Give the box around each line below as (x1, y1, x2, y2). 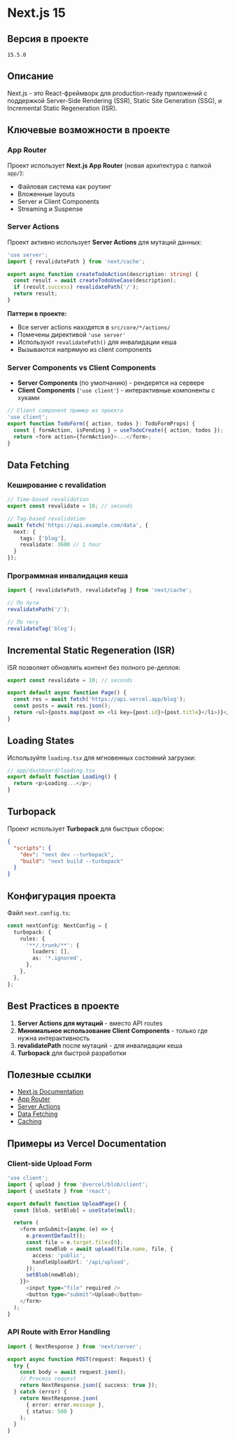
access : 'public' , (32, 1252, 86, 1259)
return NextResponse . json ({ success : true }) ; (20, 1382, 158, 1389)
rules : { (20, 935, 45, 942)
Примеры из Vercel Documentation (7, 1138, 166, 1149)
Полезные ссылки (7, 1069, 92, 1081)
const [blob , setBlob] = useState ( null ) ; (13, 1207, 136, 1214)
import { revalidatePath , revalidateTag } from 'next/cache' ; (7, 587, 192, 594)
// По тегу (7, 618, 39, 625)
